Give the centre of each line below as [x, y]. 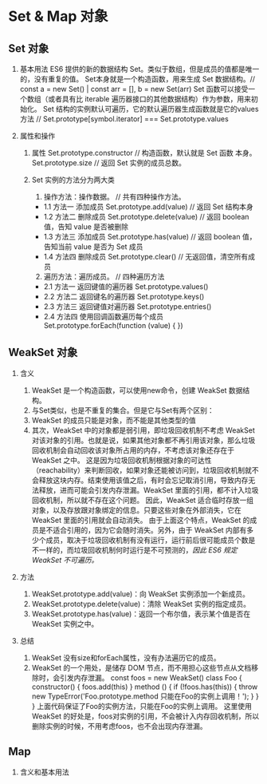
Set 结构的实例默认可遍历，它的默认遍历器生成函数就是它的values [151, 109]
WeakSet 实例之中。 [65, 624]
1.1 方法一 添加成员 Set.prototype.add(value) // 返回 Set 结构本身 [148, 207]
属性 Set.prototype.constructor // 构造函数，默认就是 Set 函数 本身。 [144, 153]
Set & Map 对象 [58, 16]
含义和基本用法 [44, 772]
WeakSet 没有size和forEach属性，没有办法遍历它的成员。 [126, 657]
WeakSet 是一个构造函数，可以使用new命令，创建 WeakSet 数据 [137, 390]
